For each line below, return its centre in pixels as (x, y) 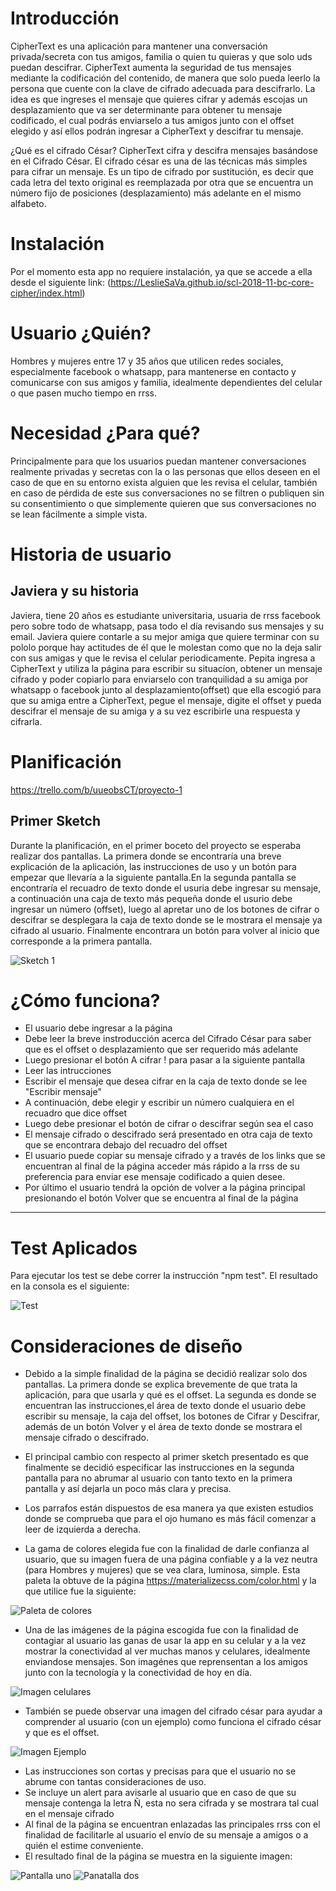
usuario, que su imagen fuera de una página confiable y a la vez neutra (171, 1559)
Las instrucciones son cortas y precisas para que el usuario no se (160, 1771)
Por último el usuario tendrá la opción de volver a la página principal (165, 1188)
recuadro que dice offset (76, 1113)
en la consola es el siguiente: (70, 1286)
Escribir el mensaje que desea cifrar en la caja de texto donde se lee (166, 1081)
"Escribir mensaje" (63, 1092)
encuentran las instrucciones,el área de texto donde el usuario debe (165, 1406)
